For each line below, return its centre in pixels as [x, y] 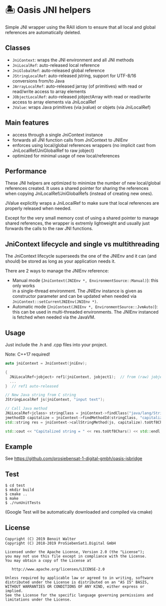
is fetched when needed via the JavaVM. [54, 317]
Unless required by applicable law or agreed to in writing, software [79, 578]
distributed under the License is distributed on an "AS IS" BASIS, [77, 582]
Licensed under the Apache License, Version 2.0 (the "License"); [75, 552]
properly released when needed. [38, 208]
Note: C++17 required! [28, 354]
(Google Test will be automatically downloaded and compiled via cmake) [79, 512]
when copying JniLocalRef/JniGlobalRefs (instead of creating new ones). [79, 193]
